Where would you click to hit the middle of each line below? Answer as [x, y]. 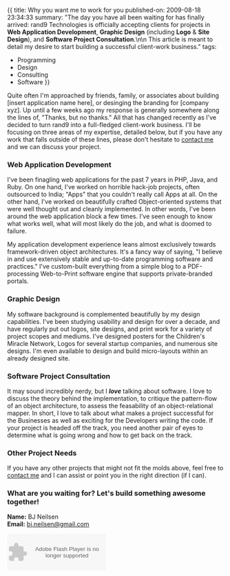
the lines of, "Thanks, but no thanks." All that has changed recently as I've [112, 117]
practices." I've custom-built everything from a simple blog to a [97, 267]
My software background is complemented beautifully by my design [104, 314]
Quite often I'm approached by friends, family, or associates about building [113, 95]
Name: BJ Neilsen [33, 517]
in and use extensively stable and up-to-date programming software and [110, 259]
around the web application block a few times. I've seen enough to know [110, 216]
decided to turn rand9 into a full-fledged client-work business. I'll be [104, 125]
